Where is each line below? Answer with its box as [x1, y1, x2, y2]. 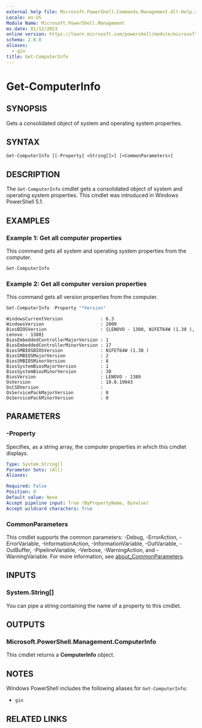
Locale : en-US [6, 14, 42, 20]
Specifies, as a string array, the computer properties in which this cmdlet [6, 443, 186, 450]
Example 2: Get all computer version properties [6, 280, 147, 288]
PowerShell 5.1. [6, 198, 44, 206]
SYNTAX [6, 137, 40, 148]
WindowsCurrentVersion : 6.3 [6, 316, 114, 322]
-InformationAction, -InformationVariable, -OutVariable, [41, 540, 179, 547]
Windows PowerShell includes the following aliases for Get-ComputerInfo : [6, 685, 188, 692]
